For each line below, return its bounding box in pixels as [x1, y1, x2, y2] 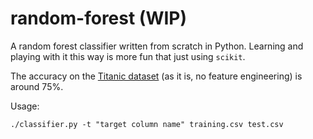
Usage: [10, 100, 40, 112]
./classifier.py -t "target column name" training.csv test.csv [10, 119, 284, 129]
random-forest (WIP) [10, 7, 188, 30]
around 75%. [10, 80, 64, 92]
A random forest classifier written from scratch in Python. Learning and [10, 40, 304, 52]
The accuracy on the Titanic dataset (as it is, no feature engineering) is [10, 70, 303, 82]
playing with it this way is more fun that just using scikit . [10, 50, 246, 62]
